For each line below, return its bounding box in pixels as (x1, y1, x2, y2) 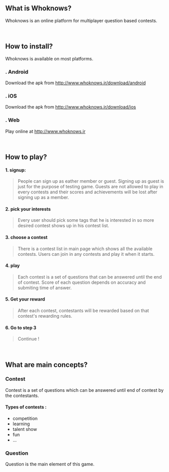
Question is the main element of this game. (5, 461, 95, 467)
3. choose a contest (5, 234, 48, 240)
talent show (12, 426, 37, 432)
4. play (5, 262, 20, 268)
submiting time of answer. (17, 284, 72, 291)
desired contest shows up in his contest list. (17, 223, 110, 229)
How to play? (5, 152, 47, 161)
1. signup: (5, 167, 26, 173)
